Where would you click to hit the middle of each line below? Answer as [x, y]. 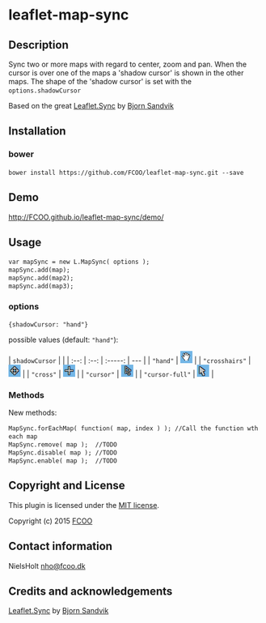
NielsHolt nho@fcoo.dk [47, 565]
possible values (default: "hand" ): [63, 339]
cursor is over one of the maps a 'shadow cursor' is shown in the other [126, 73]
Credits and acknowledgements [91, 591]
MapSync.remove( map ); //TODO [63, 444]
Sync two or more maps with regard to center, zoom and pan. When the [128, 64]
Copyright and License [67, 486]
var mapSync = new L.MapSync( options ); [79, 262]
